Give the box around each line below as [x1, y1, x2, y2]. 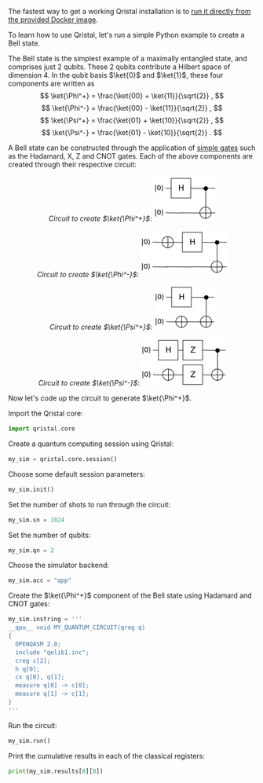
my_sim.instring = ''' [8, 616, 82, 624]
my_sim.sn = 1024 [8, 516, 65, 524]
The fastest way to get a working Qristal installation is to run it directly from [8, 7, 251, 16]
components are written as [8, 79, 95, 88]
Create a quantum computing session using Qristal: [8, 439, 174, 448]
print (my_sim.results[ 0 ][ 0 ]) [8, 767, 104, 775]
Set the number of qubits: [8, 530, 91, 540]
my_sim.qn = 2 [8, 546, 55, 554]
